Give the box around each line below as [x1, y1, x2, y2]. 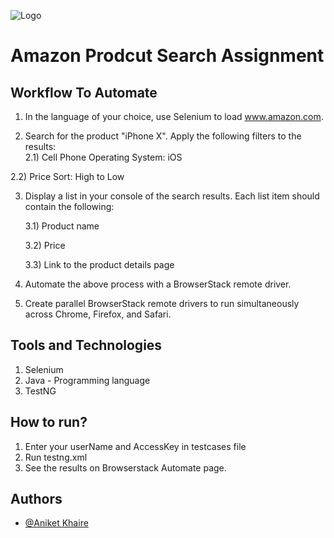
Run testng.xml [24, 451, 88, 463]
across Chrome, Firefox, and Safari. [24, 308, 172, 320]
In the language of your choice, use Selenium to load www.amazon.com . [24, 111, 324, 122]
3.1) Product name [24, 220, 100, 232]
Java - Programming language [24, 374, 151, 386]
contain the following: [24, 201, 115, 212]
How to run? [10, 414, 88, 431]
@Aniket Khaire [24, 517, 89, 529]
